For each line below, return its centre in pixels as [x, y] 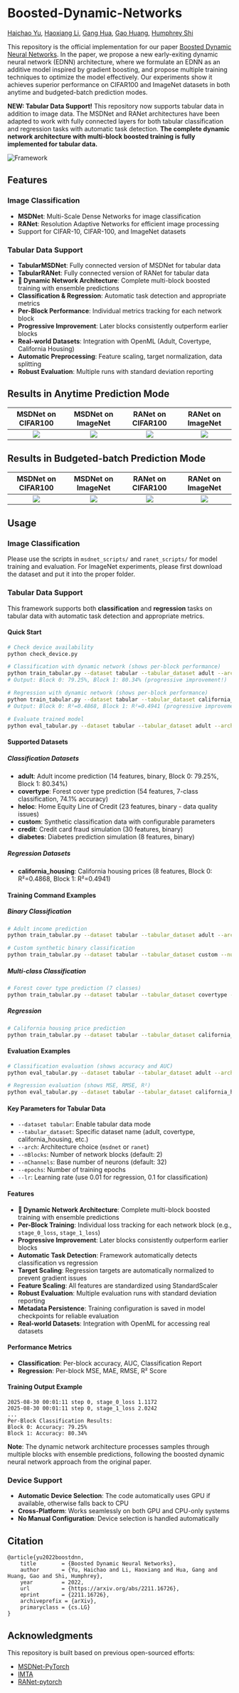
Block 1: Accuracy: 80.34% [47, 1434]
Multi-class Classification [47, 971]
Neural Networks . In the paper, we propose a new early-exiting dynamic [113, 54]
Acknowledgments [51, 1636]
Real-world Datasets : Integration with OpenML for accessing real [114, 1323]
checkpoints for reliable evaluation [68, 1315]
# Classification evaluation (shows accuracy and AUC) [90, 1066]
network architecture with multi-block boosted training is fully [101, 136]
